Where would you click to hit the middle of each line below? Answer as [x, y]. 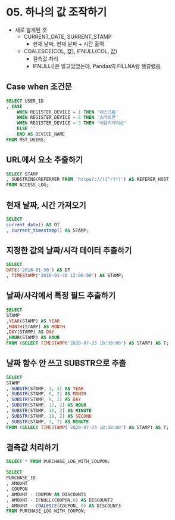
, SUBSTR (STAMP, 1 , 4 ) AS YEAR [45, 389]
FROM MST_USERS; [26, 140]
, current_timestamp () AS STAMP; [48, 230]
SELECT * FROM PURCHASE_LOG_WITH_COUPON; [58, 461]
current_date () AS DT [33, 224]
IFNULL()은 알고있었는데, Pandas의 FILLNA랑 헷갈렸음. [97, 66]
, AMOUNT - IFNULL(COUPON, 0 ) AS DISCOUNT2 [60, 500]
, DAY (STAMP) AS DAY [30, 332]
